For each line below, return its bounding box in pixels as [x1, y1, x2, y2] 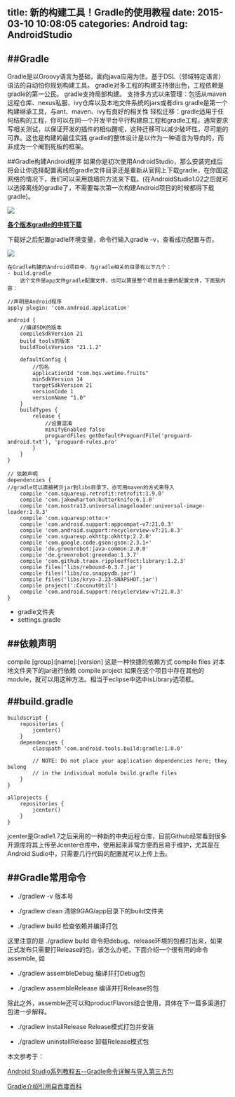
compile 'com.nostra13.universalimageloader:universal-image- [20, 503, 206, 510]
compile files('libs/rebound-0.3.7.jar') [20, 564, 142, 571]
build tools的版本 [20, 338, 71, 345]
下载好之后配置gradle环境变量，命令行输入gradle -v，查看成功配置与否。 [7, 236, 218, 244]
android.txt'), [7, 439, 52, 446]
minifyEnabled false [44, 426, 105, 433]
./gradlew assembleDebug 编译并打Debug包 [17, 969, 146, 977]
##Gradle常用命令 [7, 872, 86, 884]
